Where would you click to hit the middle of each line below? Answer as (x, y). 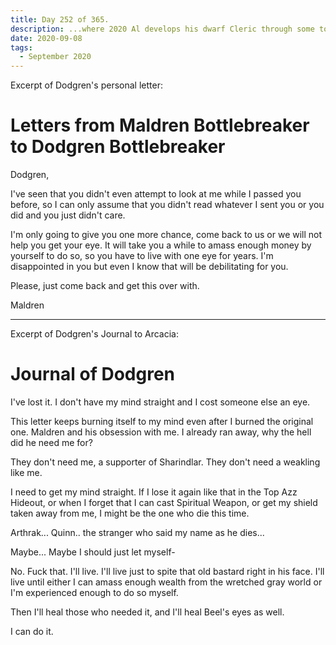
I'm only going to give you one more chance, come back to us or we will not (166, 235)
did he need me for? (51, 442)
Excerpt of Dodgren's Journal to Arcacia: (95, 334)
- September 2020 (55, 57)
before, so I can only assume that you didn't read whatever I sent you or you (167, 205)
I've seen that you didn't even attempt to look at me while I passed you (156, 194)
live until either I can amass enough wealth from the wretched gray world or (166, 582)
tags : (21, 47)
